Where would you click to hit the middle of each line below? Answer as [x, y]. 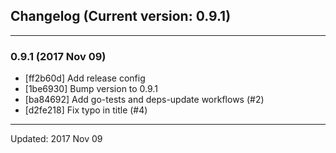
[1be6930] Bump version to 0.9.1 [91, 89]
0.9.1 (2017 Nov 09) [58, 56]
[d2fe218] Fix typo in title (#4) [86, 110]
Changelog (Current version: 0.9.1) [121, 16]
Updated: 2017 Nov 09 [56, 139]
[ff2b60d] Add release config [85, 78]
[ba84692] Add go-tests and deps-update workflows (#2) [144, 100]
